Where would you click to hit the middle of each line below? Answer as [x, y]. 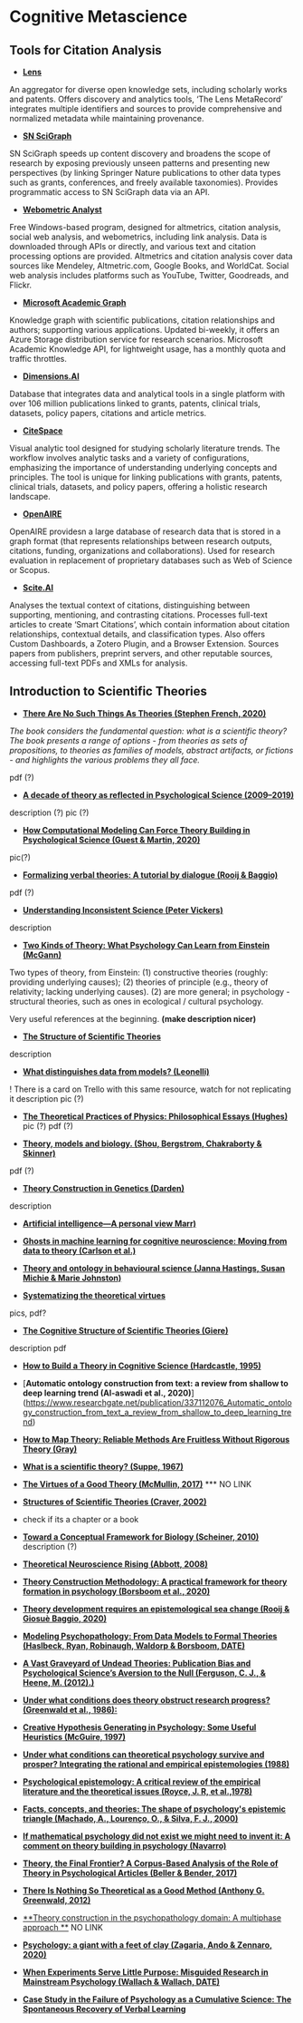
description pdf [38, 1347]
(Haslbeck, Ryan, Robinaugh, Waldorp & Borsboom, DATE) [134, 1645]
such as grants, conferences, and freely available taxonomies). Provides [144, 182]
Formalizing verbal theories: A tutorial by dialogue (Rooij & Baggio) [150, 875]
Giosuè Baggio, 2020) [64, 1618]
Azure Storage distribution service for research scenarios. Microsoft [137, 339]
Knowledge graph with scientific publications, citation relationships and [142, 320]
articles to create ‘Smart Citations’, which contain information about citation [150, 624]
